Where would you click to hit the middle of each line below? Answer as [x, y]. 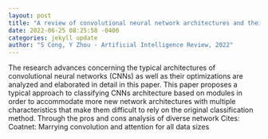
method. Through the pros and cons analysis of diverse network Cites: [124, 118]
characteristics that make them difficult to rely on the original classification [131, 110]
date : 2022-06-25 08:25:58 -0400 [64, 30]
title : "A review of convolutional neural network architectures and [126, 23]
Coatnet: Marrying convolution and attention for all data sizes [109, 127]
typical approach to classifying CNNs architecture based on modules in [126, 93]
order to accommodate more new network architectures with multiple [122, 102]
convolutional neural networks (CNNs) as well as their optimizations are [126, 76]
